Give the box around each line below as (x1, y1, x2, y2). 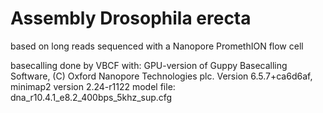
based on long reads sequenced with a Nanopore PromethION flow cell (10, 40, 304, 52)
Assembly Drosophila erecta (10, 7, 252, 30)
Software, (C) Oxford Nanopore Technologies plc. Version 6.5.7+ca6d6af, (10, 70, 313, 82)
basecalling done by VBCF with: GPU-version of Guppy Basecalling (10, 59, 288, 71)
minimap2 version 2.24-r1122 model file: (10, 80, 176, 92)
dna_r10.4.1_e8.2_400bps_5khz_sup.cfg (10, 91, 173, 103)
